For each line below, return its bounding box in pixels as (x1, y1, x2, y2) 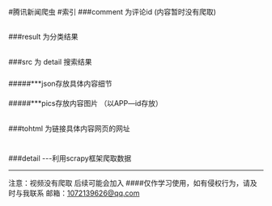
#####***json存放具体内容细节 (8, 78, 113, 88)
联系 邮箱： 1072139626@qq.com (29, 188, 140, 198)
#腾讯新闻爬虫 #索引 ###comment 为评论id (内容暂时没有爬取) (8, 7, 217, 16)
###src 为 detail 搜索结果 (8, 57, 92, 66)
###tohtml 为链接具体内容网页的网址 (8, 124, 130, 133)
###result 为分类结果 (8, 32, 79, 42)
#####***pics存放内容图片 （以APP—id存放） (8, 99, 164, 108)
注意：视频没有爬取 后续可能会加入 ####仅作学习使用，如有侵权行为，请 (8, 178, 251, 187)
